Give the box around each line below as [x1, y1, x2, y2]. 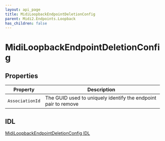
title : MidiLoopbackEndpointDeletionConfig [5, 12, 96, 17]
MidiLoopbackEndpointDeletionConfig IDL [5, 130, 90, 136]
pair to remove [45, 101, 79, 108]
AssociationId [7, 98, 41, 104]
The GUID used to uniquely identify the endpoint [45, 94, 157, 101]
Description [87, 86, 115, 93]
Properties [5, 71, 38, 80]
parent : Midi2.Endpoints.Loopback [5, 16, 76, 21]
